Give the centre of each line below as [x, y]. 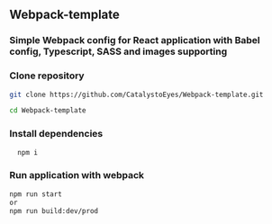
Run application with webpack [77, 175]
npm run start [36, 194]
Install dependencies [56, 134]
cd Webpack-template [48, 111]
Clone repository [47, 76]
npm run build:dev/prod [54, 211]
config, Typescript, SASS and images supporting [118, 51]
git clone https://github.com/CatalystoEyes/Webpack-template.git [136, 94]
